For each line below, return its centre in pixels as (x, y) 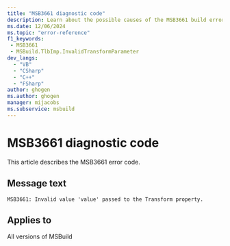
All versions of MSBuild (40, 236)
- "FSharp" (29, 84)
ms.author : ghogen (33, 97)
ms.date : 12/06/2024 (37, 26)
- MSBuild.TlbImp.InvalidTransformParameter (74, 52)
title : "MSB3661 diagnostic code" (56, 13)
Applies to (29, 220)
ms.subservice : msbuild (41, 109)
